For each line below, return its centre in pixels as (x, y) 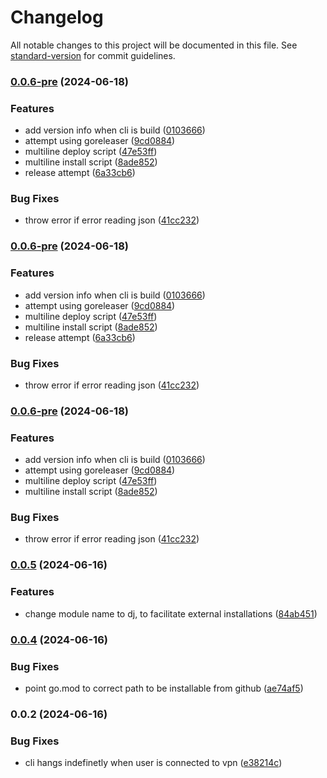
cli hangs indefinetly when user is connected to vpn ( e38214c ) (153, 763)
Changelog (57, 17)
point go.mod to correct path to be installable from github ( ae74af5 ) (164, 688)
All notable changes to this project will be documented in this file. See (154, 45)
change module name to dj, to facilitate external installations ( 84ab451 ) (171, 613)
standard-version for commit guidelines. (93, 55)
